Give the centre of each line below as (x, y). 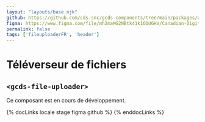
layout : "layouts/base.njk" (42, 12)
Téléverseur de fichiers (67, 65)
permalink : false (28, 29)
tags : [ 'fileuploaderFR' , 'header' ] (53, 35)
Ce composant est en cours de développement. (66, 101)
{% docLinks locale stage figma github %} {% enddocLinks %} (85, 112)
